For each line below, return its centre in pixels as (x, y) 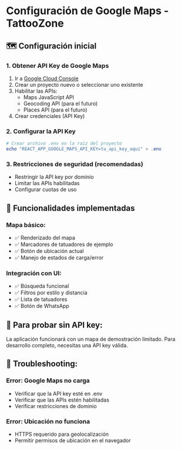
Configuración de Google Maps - (88, 11)
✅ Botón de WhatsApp (42, 306)
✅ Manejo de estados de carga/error (59, 257)
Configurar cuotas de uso (46, 189)
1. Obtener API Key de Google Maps (58, 65)
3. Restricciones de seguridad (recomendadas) (75, 164)
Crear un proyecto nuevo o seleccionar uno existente (79, 84)
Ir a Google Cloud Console (46, 78)
